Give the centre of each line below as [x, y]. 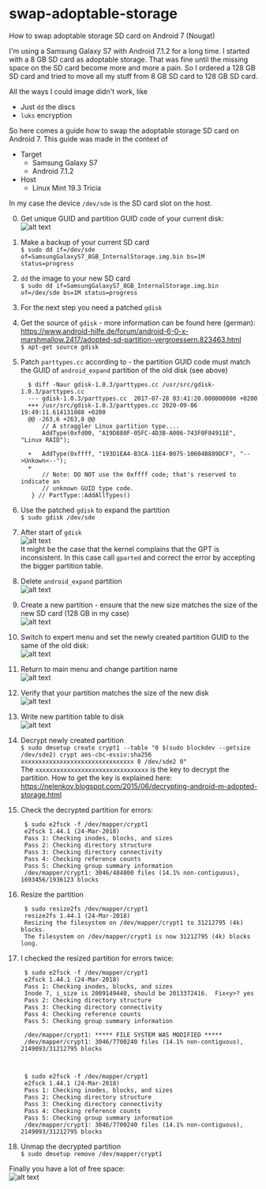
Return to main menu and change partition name [99, 669]
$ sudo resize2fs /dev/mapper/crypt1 [86, 909]
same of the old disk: [54, 645]
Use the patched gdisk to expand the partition [95, 510]
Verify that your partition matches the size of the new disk [114, 693]
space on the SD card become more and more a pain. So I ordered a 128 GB [132, 67]
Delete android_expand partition [71, 581]
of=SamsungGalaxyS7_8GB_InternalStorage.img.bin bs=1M [112, 257]
